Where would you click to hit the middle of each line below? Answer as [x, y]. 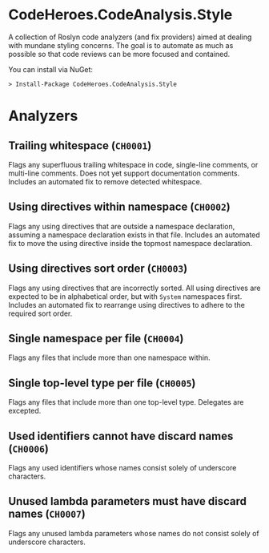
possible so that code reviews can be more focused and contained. [119, 54]
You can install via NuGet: [51, 69]
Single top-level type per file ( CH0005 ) [102, 383]
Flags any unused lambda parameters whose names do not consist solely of [134, 533]
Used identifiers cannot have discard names [121, 436]
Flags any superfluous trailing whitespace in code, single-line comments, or [133, 164]
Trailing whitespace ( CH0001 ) [80, 145]
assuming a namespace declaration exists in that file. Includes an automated [134, 235]
